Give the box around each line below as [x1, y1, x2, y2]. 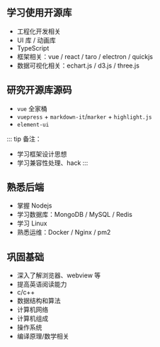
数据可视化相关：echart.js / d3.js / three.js [16, 61, 139, 70]
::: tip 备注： [6, 134, 42, 143]
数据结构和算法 [16, 297, 61, 305]
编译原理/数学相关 [16, 332, 69, 341]
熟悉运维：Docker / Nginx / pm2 [16, 228, 111, 237]
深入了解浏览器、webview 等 [16, 271, 101, 279]
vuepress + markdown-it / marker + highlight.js [16, 112, 153, 121]
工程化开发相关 [16, 27, 61, 36]
